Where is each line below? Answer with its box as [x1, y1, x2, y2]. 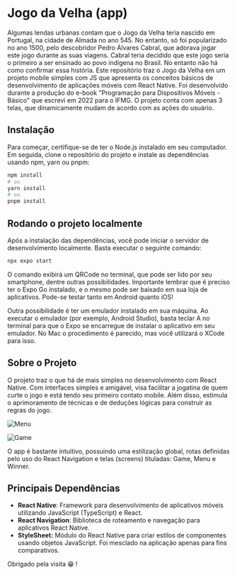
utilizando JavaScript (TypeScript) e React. [17, 509, 143, 517]
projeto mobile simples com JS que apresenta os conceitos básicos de [7, 73, 214, 82]
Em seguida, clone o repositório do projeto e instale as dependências [7, 150, 209, 158]
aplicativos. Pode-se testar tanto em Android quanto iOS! [7, 292, 173, 301]
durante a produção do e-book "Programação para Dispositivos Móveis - [7, 88, 221, 97]
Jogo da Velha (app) [7, 5, 128, 21]
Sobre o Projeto [7, 357, 77, 369]
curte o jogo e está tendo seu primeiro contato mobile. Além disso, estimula [7, 390, 228, 399]
